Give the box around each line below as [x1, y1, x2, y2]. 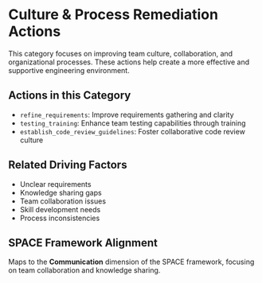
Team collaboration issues [19, 196, 106, 206]
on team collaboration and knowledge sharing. [8, 266, 161, 275]
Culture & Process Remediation [8, 6, 219, 24]
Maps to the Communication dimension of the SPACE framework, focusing [8, 257, 255, 267]
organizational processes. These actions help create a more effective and [8, 57, 249, 67]
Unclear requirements [19, 179, 92, 188]
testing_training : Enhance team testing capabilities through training [19, 118, 246, 128]
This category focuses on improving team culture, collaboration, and [8, 48, 233, 58]
